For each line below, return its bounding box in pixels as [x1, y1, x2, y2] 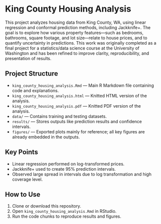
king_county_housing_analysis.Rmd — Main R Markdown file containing [12, 82, 154, 88]
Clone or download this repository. [12, 203, 81, 209]
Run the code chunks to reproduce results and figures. [12, 213, 122, 219]
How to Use [5, 190, 41, 198]
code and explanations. [12, 87, 59, 93]
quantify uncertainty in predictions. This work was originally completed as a [5, 40, 157, 46]
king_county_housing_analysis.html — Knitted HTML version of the [12, 93, 147, 98]
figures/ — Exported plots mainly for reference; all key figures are [12, 128, 145, 134]
